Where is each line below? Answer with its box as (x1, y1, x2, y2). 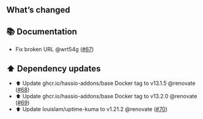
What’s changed (6, 5, 70, 15)
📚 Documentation (6, 26, 78, 37)
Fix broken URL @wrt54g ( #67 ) (15, 46, 94, 53)
